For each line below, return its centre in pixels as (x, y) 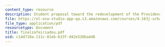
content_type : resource (29, 10)
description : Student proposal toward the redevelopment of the (72, 14)
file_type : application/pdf (34, 23)
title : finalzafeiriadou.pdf (35, 32)
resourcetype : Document (29, 28)
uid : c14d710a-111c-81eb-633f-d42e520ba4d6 (50, 37)
